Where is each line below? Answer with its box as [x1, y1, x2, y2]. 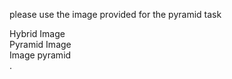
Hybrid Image [9, 28, 66, 39]
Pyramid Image [9, 39, 72, 50]
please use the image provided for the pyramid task [9, 9, 222, 20]
